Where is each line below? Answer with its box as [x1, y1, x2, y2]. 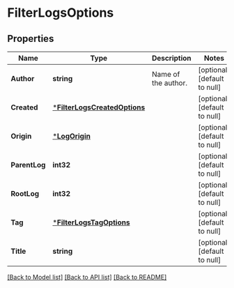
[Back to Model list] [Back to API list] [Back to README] [7, 273, 167, 281]
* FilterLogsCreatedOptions [52, 103, 146, 112]
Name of [152, 70, 180, 79]
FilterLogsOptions [7, 5, 114, 21]
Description [152, 54, 192, 63]
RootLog [10, 189, 40, 198]
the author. [152, 78, 188, 88]
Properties [7, 33, 54, 45]
